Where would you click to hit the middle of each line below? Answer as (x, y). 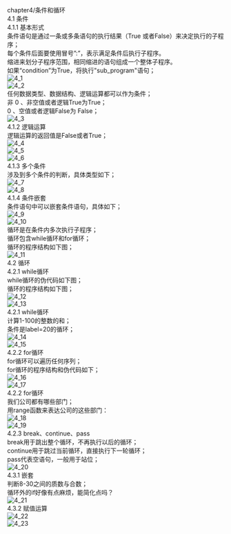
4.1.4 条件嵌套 (27, 198)
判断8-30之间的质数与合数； (48, 484)
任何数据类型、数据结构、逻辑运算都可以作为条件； (80, 94)
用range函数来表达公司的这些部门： (58, 410)
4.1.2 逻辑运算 (27, 127)
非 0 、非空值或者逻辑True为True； (57, 102)
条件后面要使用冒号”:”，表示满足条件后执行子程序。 (92, 53)
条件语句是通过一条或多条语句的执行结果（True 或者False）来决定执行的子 (113, 36)
